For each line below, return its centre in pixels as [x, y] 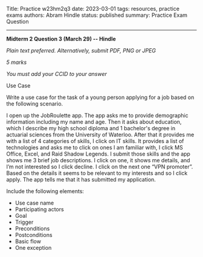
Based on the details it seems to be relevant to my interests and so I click [97, 173]
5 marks [17, 62]
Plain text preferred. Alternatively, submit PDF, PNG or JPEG [81, 50]
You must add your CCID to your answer [57, 74]
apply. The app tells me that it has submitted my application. [81, 179]
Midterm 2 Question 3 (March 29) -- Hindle [61, 39]
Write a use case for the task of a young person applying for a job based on [100, 97]
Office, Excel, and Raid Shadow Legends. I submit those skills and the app [98, 154]
